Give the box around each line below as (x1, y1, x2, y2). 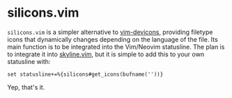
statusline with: (7, 57, 51, 65)
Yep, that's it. (7, 83, 45, 91)
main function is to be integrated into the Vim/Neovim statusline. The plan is (7, 42, 225, 51)
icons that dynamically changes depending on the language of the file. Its (7, 35, 218, 43)
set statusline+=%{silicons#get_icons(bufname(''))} (7, 71, 164, 78)
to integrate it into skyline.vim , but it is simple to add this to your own (7, 50, 204, 58)
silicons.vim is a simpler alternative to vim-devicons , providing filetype (7, 28, 213, 36)
